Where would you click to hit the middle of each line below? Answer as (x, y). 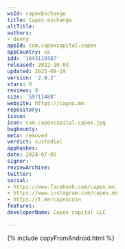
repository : (24, 110)
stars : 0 (20, 84)
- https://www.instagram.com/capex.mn (62, 193)
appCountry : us (29, 52)
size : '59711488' (32, 97)
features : (21, 206)
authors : (20, 33)
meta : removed (27, 135)
